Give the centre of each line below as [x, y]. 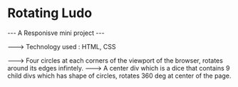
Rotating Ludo [50, 13]
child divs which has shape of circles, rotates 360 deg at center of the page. [119, 76]
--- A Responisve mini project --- [56, 33]
